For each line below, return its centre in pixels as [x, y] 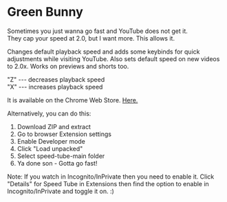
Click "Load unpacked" [50, 148]
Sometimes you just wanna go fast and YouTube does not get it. [97, 31]
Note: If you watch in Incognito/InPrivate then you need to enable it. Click [111, 177]
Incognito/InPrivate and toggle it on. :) [61, 191]
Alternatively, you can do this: [49, 113]
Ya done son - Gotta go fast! [57, 163]
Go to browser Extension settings [64, 134]
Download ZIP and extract [54, 126]
